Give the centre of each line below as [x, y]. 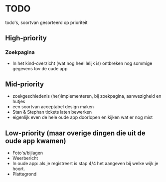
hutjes [19, 101]
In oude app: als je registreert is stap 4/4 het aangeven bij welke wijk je [85, 164]
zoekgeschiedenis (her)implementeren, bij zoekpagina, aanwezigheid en [87, 96]
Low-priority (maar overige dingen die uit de [75, 133]
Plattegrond [24, 174]
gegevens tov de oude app [40, 68]
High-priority [26, 38]
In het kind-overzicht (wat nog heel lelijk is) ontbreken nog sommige [82, 63]
